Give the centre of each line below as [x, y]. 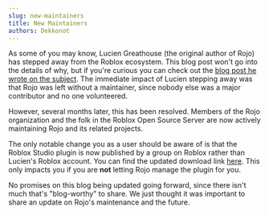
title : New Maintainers [48, 23]
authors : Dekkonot [39, 30]
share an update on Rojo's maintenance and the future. [99, 202]
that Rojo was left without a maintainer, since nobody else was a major [124, 87]
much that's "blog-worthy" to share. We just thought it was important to [127, 194]
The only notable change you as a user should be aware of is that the [123, 144]
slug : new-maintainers [46, 16]
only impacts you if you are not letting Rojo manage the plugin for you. [125, 170]
